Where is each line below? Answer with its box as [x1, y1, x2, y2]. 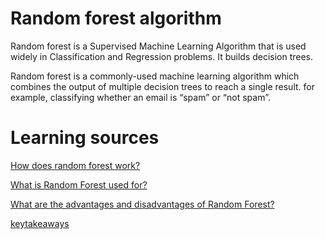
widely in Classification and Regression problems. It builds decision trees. [10, 50, 314, 62]
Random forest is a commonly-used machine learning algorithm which [10, 70, 300, 82]
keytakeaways [10, 217, 70, 229]
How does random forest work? [10, 159, 141, 171]
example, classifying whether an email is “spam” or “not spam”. [10, 91, 271, 103]
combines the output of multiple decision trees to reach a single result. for [10, 80, 315, 92]
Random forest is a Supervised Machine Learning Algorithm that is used [10, 40, 307, 52]
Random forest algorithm [10, 7, 222, 30]
